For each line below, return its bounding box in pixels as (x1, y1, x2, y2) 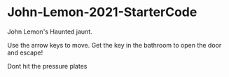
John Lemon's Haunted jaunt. (7, 27, 92, 36)
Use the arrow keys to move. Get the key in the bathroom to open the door (7, 41, 222, 49)
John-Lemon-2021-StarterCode (7, 4, 197, 20)
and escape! (7, 48, 43, 57)
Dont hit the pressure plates (7, 62, 88, 70)
